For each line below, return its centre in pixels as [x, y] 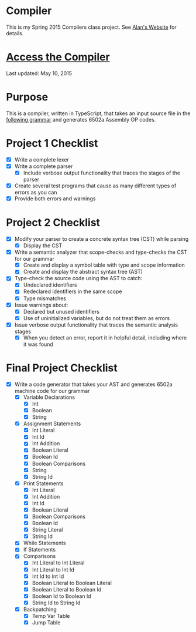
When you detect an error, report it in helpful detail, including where [105, 337]
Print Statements [43, 483]
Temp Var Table [51, 616]
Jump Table [46, 623]
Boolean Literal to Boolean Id [67, 589]
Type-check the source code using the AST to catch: [78, 278]
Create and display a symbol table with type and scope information [104, 265]
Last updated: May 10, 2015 [39, 73]
